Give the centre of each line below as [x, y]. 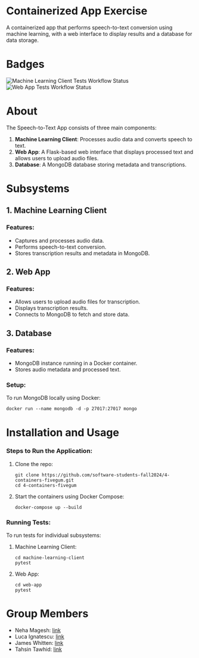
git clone [27, 475]
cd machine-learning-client [49, 558]
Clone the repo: [34, 464]
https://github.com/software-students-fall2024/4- [106, 475]
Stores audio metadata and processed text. [68, 370]
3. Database [29, 333]
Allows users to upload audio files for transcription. [77, 302]
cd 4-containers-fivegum [46, 485]
